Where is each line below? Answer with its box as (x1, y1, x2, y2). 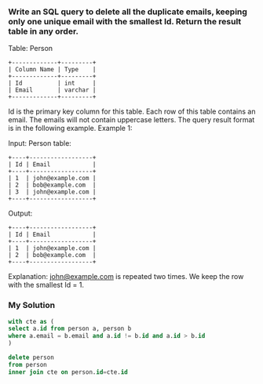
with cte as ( (8, 317, 55, 325)
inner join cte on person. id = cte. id (8, 368, 128, 376)
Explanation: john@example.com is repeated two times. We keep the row (8, 272, 244, 281)
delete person (8, 353, 55, 362)
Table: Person (8, 44, 53, 53)
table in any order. (8, 26, 79, 37)
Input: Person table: (8, 139, 72, 148)
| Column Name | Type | (8, 66, 97, 74)
